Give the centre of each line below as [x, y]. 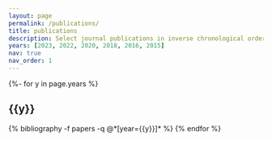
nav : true [25, 53]
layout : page [30, 16]
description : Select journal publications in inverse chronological [126, 38]
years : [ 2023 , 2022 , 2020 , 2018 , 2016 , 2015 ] [87, 46]
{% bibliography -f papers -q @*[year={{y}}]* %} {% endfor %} [115, 128]
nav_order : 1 [30, 61]
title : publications [43, 31]
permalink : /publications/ [54, 23]
